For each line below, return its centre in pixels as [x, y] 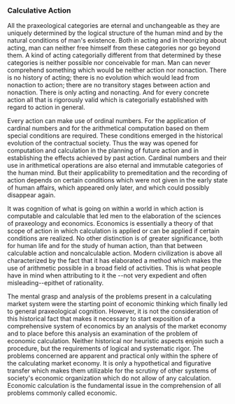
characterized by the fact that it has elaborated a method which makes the [114, 261]
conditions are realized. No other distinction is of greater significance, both [115, 238]
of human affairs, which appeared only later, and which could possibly [108, 188]
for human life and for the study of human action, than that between [105, 246]
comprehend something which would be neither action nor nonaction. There [117, 70]
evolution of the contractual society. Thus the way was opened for [103, 143]
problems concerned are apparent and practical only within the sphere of [113, 356]
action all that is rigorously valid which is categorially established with [108, 100]
